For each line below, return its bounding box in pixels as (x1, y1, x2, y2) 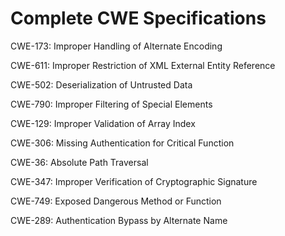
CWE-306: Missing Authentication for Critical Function (10, 137, 235, 149)
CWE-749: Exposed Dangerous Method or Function (10, 195, 222, 207)
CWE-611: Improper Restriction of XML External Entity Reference (10, 59, 276, 71)
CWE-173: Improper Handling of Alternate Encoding (10, 40, 223, 52)
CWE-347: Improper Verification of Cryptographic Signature (10, 175, 258, 187)
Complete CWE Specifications (10, 7, 267, 30)
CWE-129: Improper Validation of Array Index (10, 117, 196, 129)
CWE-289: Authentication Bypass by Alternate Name (10, 214, 228, 226)
